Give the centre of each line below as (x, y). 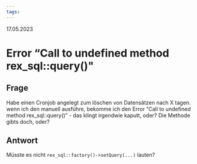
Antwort (22, 141)
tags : (13, 12)
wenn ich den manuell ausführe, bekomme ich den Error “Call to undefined (98, 109)
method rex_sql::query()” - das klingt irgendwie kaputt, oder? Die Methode (98, 115)
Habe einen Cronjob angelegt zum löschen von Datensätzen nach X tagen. (98, 102)
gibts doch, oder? (28, 121)
